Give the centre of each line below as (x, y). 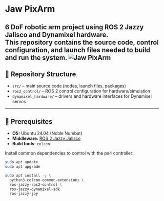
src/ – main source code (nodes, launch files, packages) (69, 86)
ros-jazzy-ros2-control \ (36, 184)
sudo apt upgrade (23, 167)
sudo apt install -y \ (28, 175)
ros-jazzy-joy (24, 194)
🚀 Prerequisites (29, 122)
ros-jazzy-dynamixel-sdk (35, 189)
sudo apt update (21, 162)
